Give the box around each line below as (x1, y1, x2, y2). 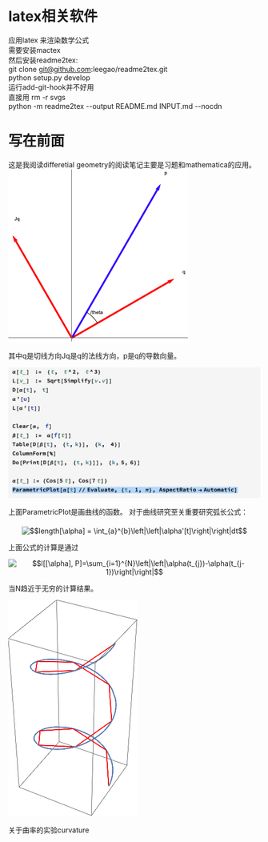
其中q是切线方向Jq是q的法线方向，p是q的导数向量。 (8, 351, 182, 360)
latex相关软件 (8, 7, 98, 26)
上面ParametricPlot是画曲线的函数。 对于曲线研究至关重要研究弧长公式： (8, 507, 248, 517)
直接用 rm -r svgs (8, 92, 66, 102)
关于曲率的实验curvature (8, 825, 90, 835)
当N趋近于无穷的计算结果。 (8, 583, 98, 593)
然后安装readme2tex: (8, 55, 78, 65)
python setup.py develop (8, 73, 90, 82)
